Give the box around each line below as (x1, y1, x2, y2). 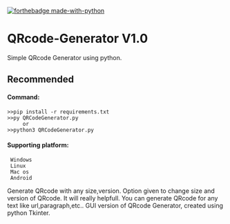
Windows (10, 156, 32, 163)
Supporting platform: (7, 141, 69, 149)
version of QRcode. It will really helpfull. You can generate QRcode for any (7, 194, 218, 202)
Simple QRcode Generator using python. (7, 53, 122, 62)
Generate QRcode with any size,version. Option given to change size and (7, 187, 215, 195)
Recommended (7, 73, 75, 86)
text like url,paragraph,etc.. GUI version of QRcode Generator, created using (7, 201, 223, 209)
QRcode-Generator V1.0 (7, 31, 148, 46)
